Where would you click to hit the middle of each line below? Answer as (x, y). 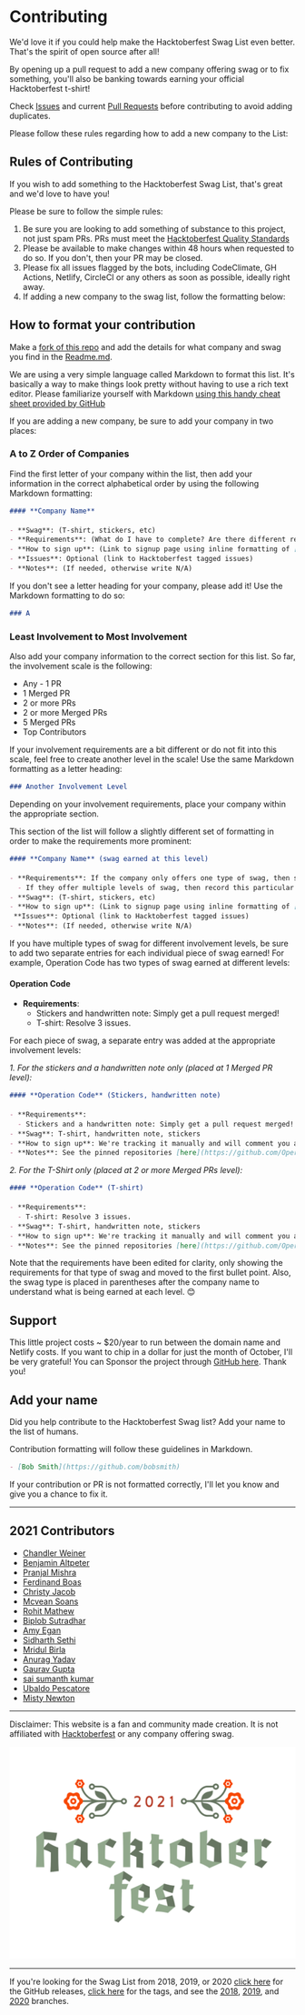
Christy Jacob (49, 1591)
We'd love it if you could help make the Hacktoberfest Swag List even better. (152, 42)
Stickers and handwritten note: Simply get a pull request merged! (157, 1013)
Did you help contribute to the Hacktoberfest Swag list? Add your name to (148, 1422)
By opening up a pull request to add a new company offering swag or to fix (149, 69)
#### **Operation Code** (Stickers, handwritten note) (115, 1096)
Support (33, 1320)
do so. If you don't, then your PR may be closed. (113, 257)
